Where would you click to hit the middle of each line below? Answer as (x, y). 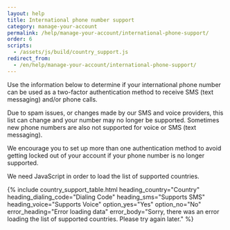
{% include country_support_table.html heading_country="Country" (103, 189)
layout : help (26, 13)
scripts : (20, 46)
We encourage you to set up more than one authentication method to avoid (114, 148)
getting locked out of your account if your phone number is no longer (106, 155)
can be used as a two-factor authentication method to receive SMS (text (110, 92)
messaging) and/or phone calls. (53, 99)
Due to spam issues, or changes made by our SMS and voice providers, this (115, 113)
